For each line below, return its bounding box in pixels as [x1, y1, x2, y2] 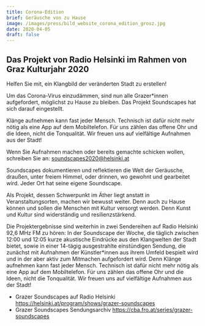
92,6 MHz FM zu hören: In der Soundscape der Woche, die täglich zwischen [6, 229, 199, 236]
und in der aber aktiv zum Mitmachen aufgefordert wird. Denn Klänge [6, 255, 182, 262]
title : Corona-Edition [6, 9, 64, 15]
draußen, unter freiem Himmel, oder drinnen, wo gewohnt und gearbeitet [6, 172, 190, 180]
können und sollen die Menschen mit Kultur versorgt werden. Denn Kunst [6, 204, 191, 212]
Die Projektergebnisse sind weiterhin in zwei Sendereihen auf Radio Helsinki [6, 223, 198, 230]
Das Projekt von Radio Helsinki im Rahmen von [6, 54, 187, 65]
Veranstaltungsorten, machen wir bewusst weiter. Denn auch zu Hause [6, 198, 185, 205]
